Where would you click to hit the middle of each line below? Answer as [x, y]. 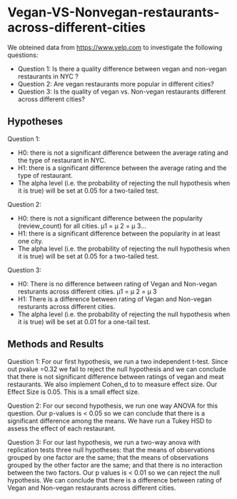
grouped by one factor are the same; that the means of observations [108, 457]
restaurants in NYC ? [48, 76]
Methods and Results [56, 344]
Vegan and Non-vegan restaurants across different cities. [92, 488]
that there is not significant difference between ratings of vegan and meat [116, 376]
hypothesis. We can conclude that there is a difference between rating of [115, 480]
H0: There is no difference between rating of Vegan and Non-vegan [117, 283]
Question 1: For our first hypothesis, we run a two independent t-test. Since [118, 361]
